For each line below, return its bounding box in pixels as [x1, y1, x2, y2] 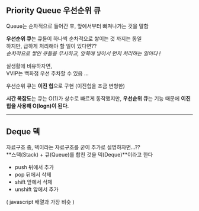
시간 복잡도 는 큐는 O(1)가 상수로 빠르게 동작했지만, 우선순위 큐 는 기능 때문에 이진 [6, 95, 191, 102]
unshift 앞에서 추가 [14, 186, 59, 193]
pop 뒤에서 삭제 [14, 171, 52, 178]
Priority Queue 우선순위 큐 [6, 5, 101, 16]
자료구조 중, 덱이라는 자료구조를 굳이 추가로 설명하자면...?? [6, 144, 140, 151]
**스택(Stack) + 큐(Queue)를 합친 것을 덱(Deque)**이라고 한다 [6, 151, 153, 158]
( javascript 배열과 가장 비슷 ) [6, 198, 75, 205]
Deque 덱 [6, 126, 40, 137]
